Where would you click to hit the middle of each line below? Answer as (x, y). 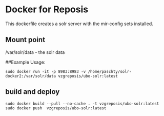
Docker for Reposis (47, 9)
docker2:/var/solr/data (31, 76)
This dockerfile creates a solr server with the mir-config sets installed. (79, 24)
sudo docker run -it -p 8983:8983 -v (46, 71)
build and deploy (33, 92)
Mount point (25, 40)
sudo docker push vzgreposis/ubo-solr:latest (56, 108)
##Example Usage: (25, 62)
